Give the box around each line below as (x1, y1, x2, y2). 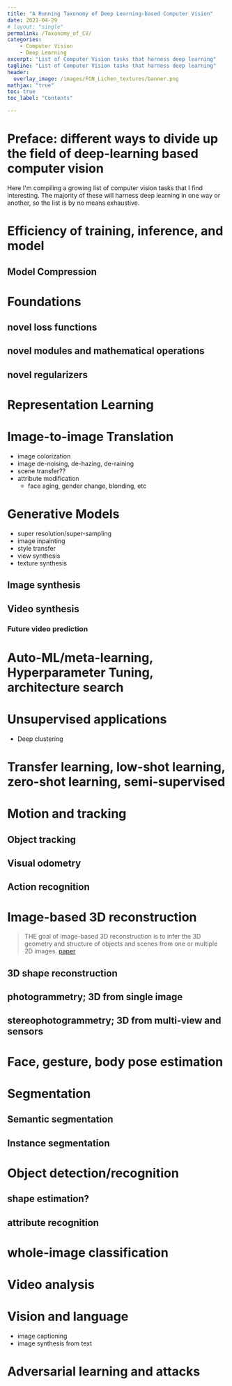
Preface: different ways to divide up (7, 131, 218, 147)
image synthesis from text (17, 1339, 93, 1348)
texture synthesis (17, 558, 68, 567)
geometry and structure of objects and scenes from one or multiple (24, 939, 218, 948)
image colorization (17, 452, 71, 460)
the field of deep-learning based (7, 146, 199, 161)
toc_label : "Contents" (7, 95, 73, 102)
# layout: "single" (7, 23, 64, 30)
